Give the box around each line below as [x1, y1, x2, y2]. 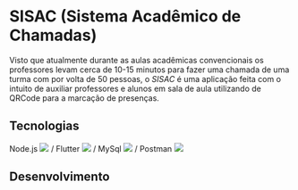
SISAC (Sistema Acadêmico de [9, 6, 242, 27]
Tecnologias [9, 119, 80, 134]
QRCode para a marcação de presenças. [9, 92, 159, 103]
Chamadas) [9, 25, 98, 45]
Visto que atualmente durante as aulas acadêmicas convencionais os [9, 54, 264, 65]
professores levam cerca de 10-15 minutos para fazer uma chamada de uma [9, 64, 290, 75]
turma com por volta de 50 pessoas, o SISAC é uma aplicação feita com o [9, 73, 282, 84]
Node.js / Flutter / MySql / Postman [9, 143, 173, 153]
